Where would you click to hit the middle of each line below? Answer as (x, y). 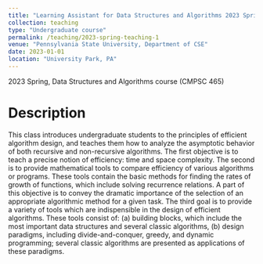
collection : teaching (43, 23)
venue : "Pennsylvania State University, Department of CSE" (108, 45)
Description (47, 113)
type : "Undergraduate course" (58, 30)
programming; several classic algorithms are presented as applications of (126, 243)
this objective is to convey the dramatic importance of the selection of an (126, 193)
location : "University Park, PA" (63, 60)
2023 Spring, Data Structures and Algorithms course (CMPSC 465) (116, 81)
